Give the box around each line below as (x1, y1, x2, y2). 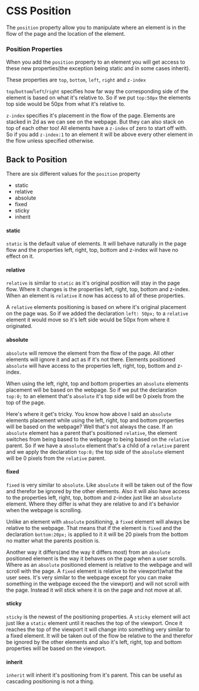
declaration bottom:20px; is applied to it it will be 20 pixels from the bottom (6, 531, 188, 538)
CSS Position (6, 4, 71, 18)
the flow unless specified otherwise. (6, 137, 95, 144)
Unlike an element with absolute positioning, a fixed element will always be (6, 518, 190, 525)
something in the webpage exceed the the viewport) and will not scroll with (6, 580, 190, 587)
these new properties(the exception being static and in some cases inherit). (6, 65, 191, 72)
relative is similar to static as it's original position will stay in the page (6, 279, 181, 286)
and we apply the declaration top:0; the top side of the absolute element (6, 448, 185, 455)
